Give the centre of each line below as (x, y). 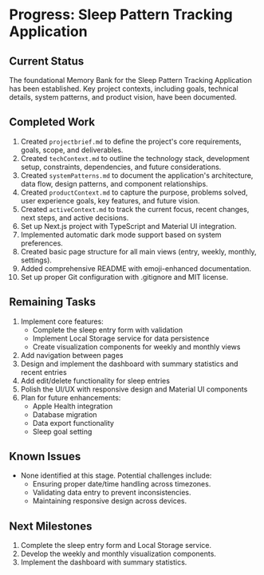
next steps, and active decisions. (75, 218)
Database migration (65, 414)
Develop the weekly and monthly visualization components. (118, 554)
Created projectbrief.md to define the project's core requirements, (131, 141)
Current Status (47, 61)
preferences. (41, 243)
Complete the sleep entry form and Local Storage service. (116, 545)
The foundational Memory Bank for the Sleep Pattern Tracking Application (130, 80)
